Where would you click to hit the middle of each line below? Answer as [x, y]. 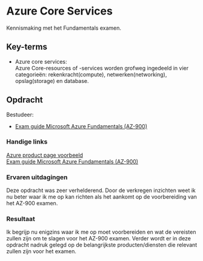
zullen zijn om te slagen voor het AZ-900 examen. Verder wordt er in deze [99, 239]
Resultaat [21, 219]
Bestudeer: [20, 114]
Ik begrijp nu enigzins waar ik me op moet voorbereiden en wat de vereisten [101, 232]
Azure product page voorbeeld [45, 155]
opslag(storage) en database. [52, 81]
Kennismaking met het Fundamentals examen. [64, 28]
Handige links [27, 142]
